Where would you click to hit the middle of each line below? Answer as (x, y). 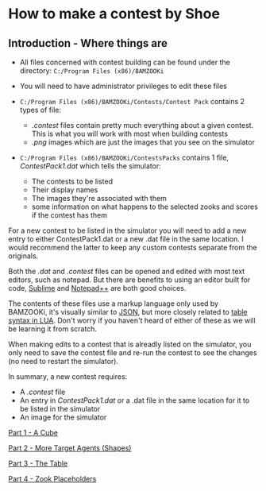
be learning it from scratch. (53, 329)
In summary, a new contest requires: (68, 377)
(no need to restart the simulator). (64, 361)
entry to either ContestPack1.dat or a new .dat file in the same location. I (126, 239)
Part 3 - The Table (38, 463)
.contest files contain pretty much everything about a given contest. (143, 125)
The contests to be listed (72, 181)
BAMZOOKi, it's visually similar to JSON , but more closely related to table (128, 312)
